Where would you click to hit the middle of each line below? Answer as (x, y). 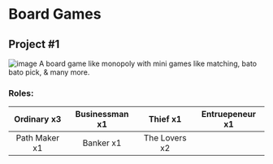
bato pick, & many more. (49, 72)
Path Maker (38, 138)
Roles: (21, 93)
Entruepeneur (229, 114)
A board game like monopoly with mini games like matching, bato (148, 63)
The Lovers (165, 138)
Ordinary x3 (38, 119)
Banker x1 (102, 143)
